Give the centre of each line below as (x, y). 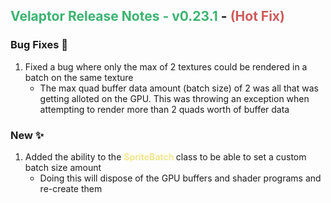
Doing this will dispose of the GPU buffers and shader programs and (180, 178)
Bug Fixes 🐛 (39, 45)
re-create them (71, 188)
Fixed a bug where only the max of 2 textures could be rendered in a (166, 66)
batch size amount (63, 167)
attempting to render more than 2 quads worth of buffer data (164, 109)
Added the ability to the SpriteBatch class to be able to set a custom (165, 156)
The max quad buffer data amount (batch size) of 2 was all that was (179, 88)
